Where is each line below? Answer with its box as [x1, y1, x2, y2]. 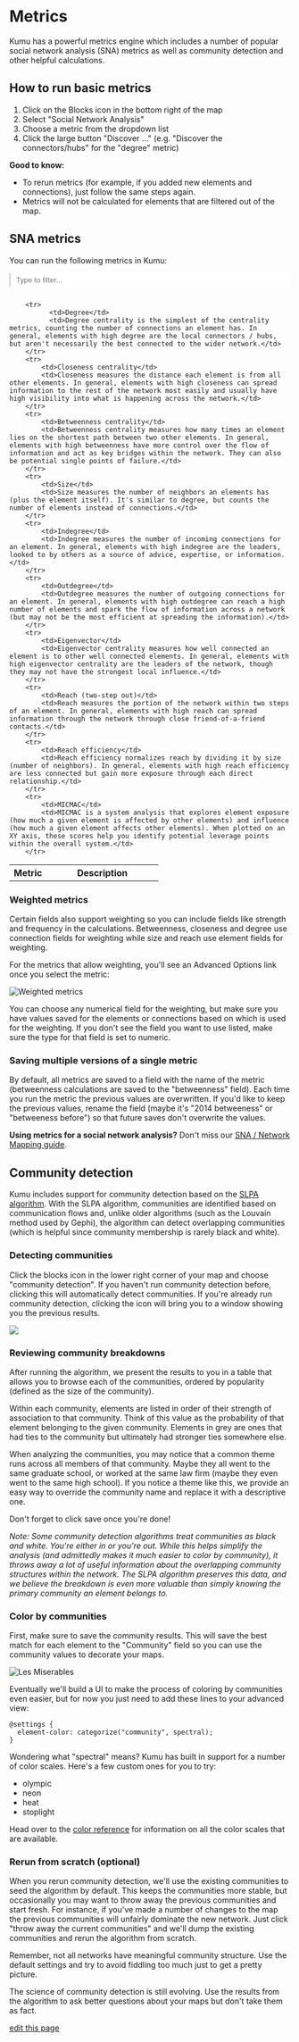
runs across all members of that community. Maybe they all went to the [9, 1458, 270, 1469]
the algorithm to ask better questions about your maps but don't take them [9, 1996, 283, 2006]
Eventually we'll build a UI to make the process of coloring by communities [9, 1684, 283, 1695]
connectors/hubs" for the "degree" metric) [21, 142, 179, 153]
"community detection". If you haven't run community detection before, [9, 1279, 272, 1289]
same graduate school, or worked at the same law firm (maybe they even [9, 1467, 278, 1479]
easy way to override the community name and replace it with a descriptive [9, 1487, 287, 1497]
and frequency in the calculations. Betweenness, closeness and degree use [9, 923, 287, 934]
